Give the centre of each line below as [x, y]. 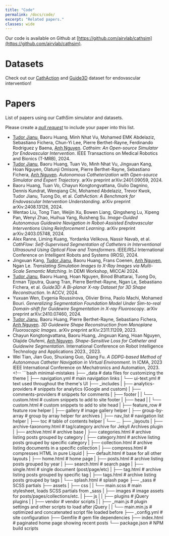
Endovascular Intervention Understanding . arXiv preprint [71, 202]
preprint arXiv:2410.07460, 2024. [47, 314]
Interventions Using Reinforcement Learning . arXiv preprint [74, 228]
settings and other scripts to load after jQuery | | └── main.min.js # [82, 507]
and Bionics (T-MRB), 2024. [41, 159]
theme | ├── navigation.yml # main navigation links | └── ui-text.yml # [86, 378]
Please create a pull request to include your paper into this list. [70, 128]
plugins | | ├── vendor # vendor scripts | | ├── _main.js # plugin [80, 502]
